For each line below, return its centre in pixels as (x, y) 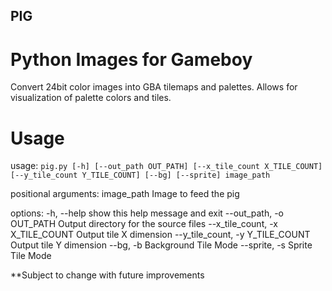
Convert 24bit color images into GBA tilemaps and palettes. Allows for (154, 87)
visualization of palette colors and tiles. (91, 98)
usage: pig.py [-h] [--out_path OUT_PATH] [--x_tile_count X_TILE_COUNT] (166, 166)
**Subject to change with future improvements (107, 275)
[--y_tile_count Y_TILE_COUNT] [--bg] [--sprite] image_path (140, 175)
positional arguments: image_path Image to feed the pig (125, 194)
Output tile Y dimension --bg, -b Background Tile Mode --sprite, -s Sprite (161, 245)
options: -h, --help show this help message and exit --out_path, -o (147, 213)
